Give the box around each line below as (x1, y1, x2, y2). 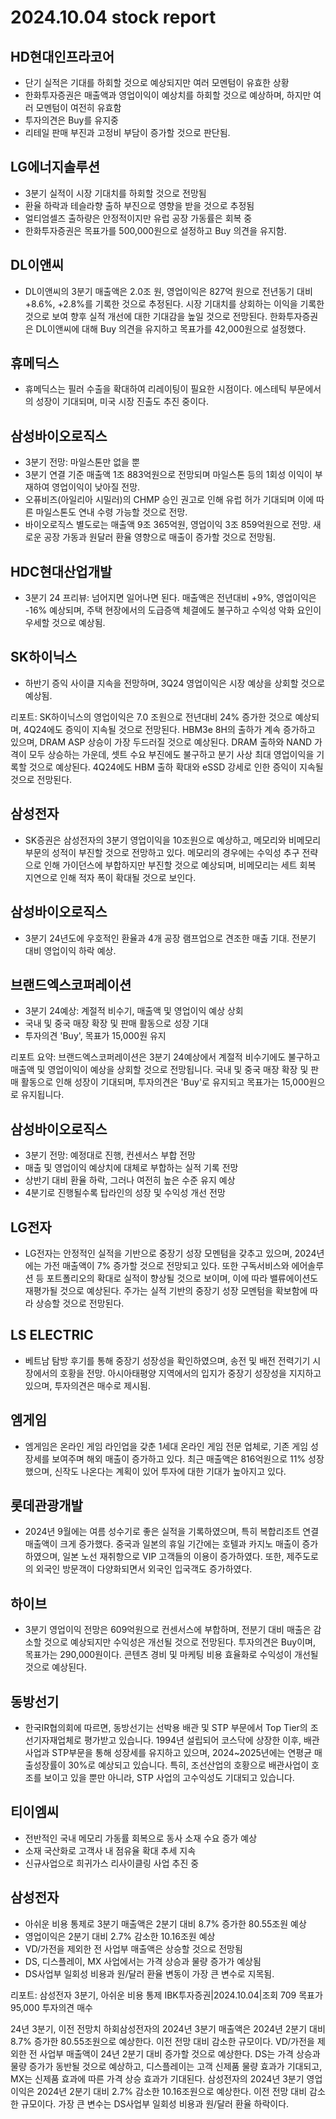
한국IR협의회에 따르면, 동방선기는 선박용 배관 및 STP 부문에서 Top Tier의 (24, 1722, 308, 1733)
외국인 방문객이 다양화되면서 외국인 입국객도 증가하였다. (35, 1563, 253, 1575)
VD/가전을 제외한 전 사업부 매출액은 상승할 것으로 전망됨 (24, 1942, 243, 1955)
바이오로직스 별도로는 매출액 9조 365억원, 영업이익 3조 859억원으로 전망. (24, 519, 311, 531)
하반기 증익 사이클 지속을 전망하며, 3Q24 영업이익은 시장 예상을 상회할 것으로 (24, 677, 326, 689)
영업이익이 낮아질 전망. (51, 481, 141, 493)
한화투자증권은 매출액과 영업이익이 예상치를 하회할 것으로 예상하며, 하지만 (24, 89, 312, 101)
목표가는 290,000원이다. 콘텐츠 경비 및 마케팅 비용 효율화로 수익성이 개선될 (24, 1649, 319, 1661)
